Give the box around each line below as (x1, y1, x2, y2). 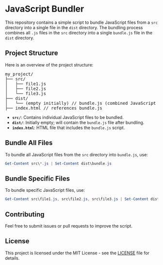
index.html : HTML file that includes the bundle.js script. (12, 125, 125, 131)
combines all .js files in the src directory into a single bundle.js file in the (5, 30, 153, 35)
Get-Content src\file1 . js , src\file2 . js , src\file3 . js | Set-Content (5, 197, 149, 202)
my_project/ (5, 71, 33, 77)
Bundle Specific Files (5, 174, 70, 182)
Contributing (5, 210, 45, 218)
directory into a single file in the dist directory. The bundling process (5, 24, 143, 30)
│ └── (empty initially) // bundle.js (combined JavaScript (5, 100, 156, 106)
